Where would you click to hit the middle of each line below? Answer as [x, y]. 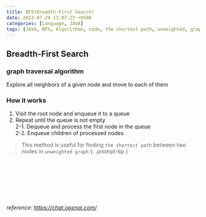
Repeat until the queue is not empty [60, 120]
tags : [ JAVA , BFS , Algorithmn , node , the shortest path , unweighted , [97, 29]
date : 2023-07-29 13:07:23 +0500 [49, 18]
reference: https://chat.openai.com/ [51, 208]
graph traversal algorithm [45, 71]
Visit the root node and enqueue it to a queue [72, 114]
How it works [26, 100]
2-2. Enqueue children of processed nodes [69, 133]
